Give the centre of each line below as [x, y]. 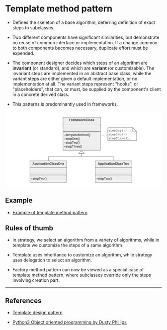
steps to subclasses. [33, 27]
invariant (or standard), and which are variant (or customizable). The [83, 68]
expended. [23, 53]
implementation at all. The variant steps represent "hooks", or [75, 84]
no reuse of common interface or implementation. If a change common [85, 42]
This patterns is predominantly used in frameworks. [65, 104]
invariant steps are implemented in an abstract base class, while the [82, 73]
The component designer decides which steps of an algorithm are [80, 63]
